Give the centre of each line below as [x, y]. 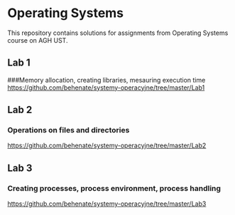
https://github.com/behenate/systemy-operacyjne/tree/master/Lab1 [106, 88]
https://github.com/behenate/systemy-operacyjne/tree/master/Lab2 [107, 146]
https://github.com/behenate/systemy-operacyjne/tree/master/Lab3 [107, 204]
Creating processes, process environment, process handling [114, 188]
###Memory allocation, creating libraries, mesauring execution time [106, 80]
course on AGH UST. [38, 40]
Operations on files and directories [69, 130]
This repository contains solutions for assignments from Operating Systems [118, 33]
